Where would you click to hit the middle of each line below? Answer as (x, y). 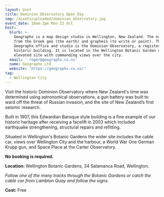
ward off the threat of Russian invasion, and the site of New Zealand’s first (80, 102)
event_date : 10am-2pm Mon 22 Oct (39, 23)
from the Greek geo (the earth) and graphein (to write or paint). (84, 42)
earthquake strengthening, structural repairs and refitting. (63, 127)
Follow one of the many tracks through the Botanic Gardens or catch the (78, 175)
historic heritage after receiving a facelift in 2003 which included (70, 122)
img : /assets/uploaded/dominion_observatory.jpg (55, 19)
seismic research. (23, 107)
